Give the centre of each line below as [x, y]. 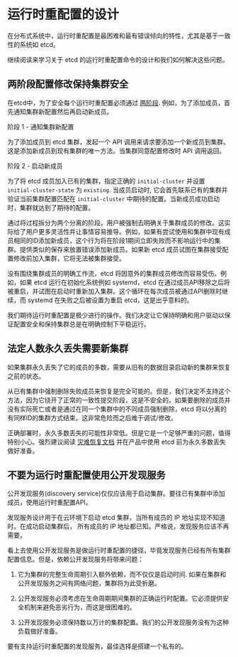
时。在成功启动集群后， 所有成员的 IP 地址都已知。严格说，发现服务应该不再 [118, 526]
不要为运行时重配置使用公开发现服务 [86, 475]
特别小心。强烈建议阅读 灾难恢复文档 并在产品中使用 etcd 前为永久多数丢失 [117, 442]
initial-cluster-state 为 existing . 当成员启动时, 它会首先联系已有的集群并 [118, 190]
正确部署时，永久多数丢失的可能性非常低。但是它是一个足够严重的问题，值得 [119, 433]
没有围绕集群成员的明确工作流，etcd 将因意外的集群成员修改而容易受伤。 [114, 273]
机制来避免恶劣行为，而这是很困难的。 [80, 607]
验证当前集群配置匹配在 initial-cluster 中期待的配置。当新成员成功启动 [114, 198]
